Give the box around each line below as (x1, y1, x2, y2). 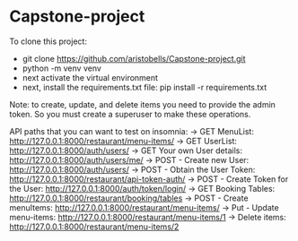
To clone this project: (9, 36, 88, 47)
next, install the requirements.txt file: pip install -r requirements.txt (22, 82, 267, 92)
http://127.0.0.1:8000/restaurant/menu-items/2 (9, 221, 180, 232)
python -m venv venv (22, 63, 101, 73)
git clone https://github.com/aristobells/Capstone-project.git (22, 53, 246, 64)
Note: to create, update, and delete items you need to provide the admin (9, 99, 276, 109)
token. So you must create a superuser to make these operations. (9, 108, 251, 119)
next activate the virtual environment (22, 72, 159, 82)
